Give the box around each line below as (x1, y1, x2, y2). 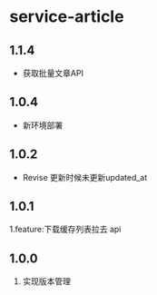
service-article (9, 6, 124, 27)
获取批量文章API (22, 68, 84, 78)
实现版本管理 (22, 276, 71, 287)
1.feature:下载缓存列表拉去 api (9, 224, 122, 235)
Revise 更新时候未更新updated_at (22, 172, 148, 182)
